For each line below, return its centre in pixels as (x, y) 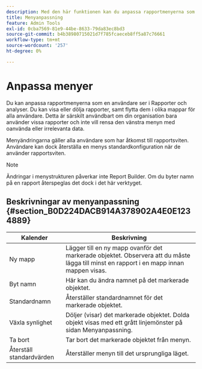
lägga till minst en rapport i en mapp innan (125, 263)
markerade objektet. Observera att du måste (128, 255)
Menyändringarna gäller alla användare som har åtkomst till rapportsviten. (98, 140)
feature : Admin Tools (33, 23)
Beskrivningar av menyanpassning (73, 202)
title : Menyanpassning (35, 17)
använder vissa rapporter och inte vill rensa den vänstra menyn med (91, 122)
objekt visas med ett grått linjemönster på (124, 322)
